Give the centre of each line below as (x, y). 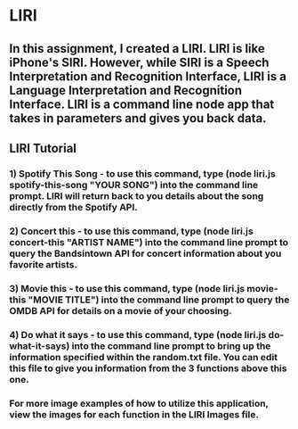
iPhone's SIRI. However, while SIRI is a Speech (139, 62)
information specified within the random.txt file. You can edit (144, 357)
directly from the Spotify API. (73, 207)
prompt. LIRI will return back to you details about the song (137, 195)
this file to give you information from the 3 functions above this (148, 368)
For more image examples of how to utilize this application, (139, 403)
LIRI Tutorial (43, 148)
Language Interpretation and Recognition (126, 90)
